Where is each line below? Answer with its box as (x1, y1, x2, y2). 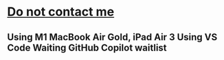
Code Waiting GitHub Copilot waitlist (7, 42, 167, 53)
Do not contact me (7, 4, 115, 20)
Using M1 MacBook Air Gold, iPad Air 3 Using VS (7, 31, 218, 43)
